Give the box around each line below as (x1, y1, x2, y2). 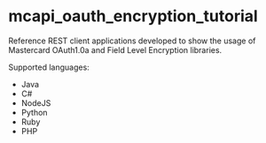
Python (20, 107, 48, 117)
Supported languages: (8, 62, 90, 72)
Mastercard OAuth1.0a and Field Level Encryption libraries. (8, 44, 223, 55)
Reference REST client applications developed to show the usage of (8, 35, 256, 46)
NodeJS (20, 97, 51, 108)
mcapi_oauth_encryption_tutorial (8, 6, 258, 26)
